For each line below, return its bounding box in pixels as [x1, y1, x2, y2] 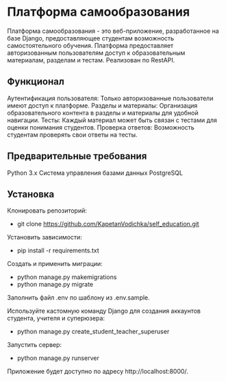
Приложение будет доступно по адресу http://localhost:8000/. [7, 368, 188, 376]
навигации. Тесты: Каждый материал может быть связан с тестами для [7, 116, 218, 124]
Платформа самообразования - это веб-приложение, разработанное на [7, 27, 219, 35]
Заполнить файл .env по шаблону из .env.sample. [7, 294, 151, 302]
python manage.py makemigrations [16, 273, 117, 281]
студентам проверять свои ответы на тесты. [7, 130, 138, 139]
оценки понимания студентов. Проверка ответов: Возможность [7, 123, 195, 131]
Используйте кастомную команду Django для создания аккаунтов [7, 307, 201, 315]
